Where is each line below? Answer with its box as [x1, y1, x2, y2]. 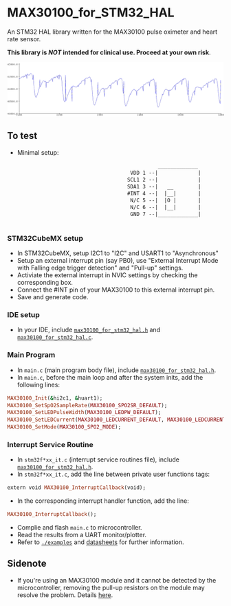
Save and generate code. [16, 293, 89, 301]
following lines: [16, 380, 60, 389]
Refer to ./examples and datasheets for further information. [16, 538, 184, 546]
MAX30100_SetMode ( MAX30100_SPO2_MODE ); [7, 424, 122, 431]
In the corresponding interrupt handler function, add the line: [16, 497, 189, 505]
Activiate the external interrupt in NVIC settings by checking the [16, 271, 198, 279]
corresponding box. [16, 279, 74, 287]
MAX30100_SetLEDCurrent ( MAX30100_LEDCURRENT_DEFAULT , [7, 416, 165, 424]
